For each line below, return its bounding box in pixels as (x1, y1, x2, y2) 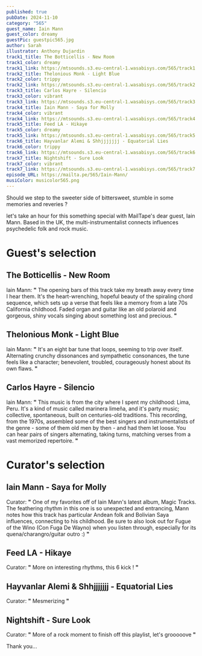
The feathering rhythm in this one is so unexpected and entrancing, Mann (6, 504, 189, 511)
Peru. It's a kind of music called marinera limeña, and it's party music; (6, 404, 180, 412)
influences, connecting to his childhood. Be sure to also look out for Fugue (6, 518, 191, 525)
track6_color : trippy (6, 143, 61, 150)
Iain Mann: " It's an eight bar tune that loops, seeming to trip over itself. (6, 345, 183, 352)
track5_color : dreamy (6, 127, 61, 133)
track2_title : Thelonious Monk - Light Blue (6, 71, 120, 77)
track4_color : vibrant (6, 110, 63, 116)
